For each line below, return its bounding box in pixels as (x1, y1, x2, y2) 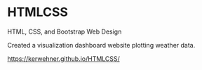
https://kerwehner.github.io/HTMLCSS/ (7, 54, 121, 63)
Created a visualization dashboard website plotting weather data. (7, 41, 196, 49)
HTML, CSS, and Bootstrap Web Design (7, 27, 122, 36)
